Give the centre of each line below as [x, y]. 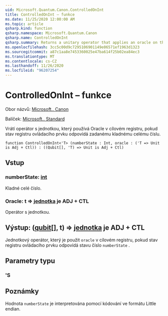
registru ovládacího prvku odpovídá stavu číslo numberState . [67, 245]
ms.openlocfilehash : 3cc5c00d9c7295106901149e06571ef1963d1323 [72, 47]
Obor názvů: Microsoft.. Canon [37, 109]
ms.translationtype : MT [30, 56]
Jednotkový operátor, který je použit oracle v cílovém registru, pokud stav [81, 240]
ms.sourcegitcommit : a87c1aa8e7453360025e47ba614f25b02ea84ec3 [72, 52]
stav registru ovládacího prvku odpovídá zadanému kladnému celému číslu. [83, 134]
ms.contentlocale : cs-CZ [31, 61]
